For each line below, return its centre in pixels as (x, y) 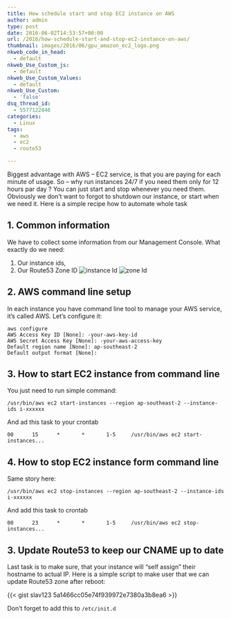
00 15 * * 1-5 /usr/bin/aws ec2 (94, 435)
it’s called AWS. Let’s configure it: (55, 316)
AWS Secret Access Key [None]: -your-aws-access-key (85, 341)
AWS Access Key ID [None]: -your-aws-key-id (72, 335)
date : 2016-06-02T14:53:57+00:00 (55, 33)
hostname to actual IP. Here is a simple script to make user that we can (108, 574)
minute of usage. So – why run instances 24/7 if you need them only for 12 (113, 182)
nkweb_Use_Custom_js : (38, 65)
